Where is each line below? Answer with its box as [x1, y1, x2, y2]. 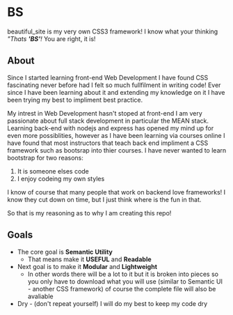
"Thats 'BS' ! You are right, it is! [7, 34, 96, 43]
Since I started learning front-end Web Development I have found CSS [7, 73, 209, 82]
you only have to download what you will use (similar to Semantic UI [27, 277, 223, 286]
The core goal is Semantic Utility [17, 247, 113, 256]
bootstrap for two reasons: [7, 153, 83, 162]
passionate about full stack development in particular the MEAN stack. [7, 116, 209, 125]
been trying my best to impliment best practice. [7, 95, 143, 104]
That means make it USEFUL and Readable [27, 255, 152, 263]
